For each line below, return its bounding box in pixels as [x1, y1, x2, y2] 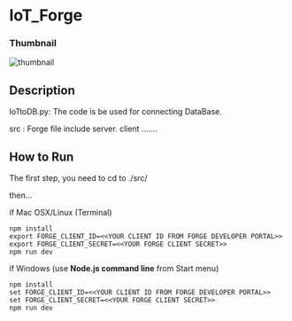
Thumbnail [9, 37, 58, 50]
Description [9, 82, 75, 98]
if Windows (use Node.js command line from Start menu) [9, 263, 219, 274]
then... [9, 190, 33, 200]
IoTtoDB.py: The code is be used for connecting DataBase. [9, 106, 223, 117]
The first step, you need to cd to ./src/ [9, 173, 148, 184]
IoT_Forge [9, 5, 83, 26]
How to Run [9, 149, 74, 164]
